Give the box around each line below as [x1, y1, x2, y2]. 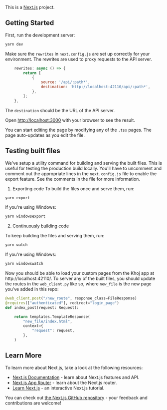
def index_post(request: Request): [5, 305, 79, 310]
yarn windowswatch [5, 261, 43, 266]
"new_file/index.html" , [23, 319, 72, 324]
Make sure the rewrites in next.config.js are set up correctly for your [5, 51, 150, 57]
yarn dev [5, 42, 23, 47]
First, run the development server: [5, 32, 75, 38]
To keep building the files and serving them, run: [5, 233, 105, 239]
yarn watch [5, 242, 28, 247]
